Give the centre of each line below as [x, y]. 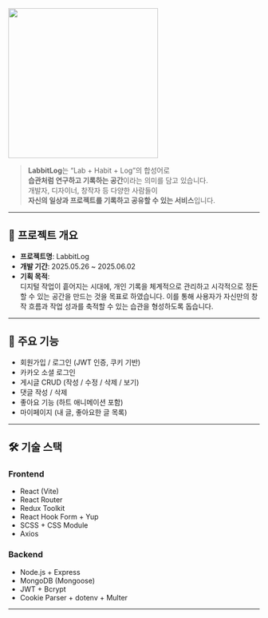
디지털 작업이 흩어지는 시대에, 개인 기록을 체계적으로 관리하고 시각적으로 [132, 286]
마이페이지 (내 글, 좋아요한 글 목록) [73, 412]
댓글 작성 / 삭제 [43, 392]
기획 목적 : [35, 276]
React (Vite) [39, 492]
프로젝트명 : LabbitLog [54, 256]
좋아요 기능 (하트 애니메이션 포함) [71, 402]
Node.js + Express [50, 572]
